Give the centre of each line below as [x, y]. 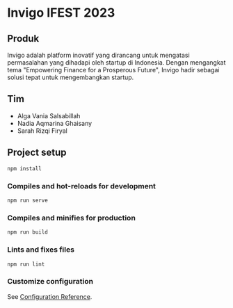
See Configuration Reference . [50, 296]
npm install [24, 168]
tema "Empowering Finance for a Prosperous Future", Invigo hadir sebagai [113, 70]
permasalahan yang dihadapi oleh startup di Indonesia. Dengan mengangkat [116, 63]
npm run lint [26, 264]
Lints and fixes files [41, 250]
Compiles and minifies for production [71, 218]
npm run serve [28, 200]
